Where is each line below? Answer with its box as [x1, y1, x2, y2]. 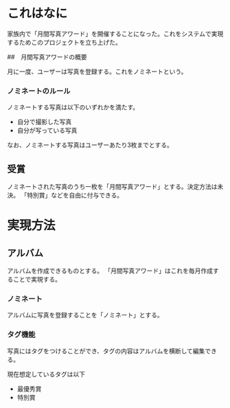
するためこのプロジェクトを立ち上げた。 [7, 38, 122, 46]
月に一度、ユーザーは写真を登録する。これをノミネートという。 [7, 67, 187, 76]
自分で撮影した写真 [16, 117, 72, 126]
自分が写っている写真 [16, 126, 78, 135]
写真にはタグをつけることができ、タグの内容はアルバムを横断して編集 [7, 347, 205, 355]
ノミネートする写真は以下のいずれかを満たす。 [7, 103, 139, 111]
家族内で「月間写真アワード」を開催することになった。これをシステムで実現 [7, 30, 224, 38]
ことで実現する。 [12, 275, 62, 284]
